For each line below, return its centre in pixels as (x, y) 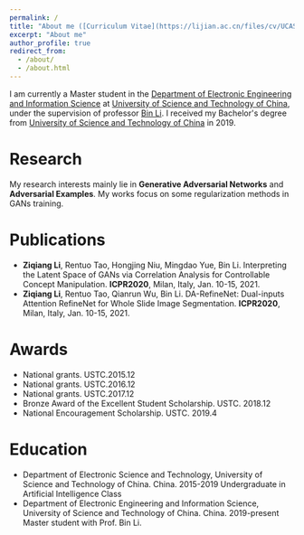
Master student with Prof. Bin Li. (82, 522)
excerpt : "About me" (48, 34)
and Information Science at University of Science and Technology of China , (150, 103)
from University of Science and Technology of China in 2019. (123, 122)
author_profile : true (50, 43)
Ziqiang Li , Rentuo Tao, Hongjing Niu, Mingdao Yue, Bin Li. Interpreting (155, 265)
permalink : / (34, 18)
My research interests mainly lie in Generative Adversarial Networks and (147, 184)
